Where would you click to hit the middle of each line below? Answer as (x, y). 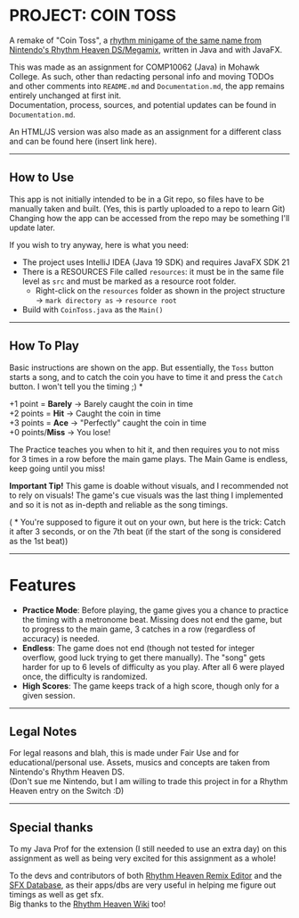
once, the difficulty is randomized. (85, 676)
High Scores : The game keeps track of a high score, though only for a (150, 686)
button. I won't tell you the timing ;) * (76, 386)
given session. (48, 695)
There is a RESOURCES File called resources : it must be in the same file (153, 271)
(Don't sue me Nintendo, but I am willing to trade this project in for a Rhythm (149, 782)
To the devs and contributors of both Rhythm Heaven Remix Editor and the (145, 876)
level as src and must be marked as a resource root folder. (129, 281)
